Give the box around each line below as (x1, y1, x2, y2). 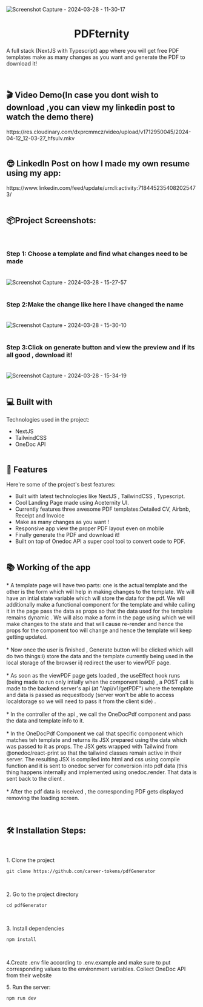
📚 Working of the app (6, 562, 91, 573)
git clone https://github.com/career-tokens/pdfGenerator (6, 868, 156, 874)
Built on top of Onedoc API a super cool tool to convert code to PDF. (15, 537, 186, 545)
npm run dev (6, 995, 36, 1001)
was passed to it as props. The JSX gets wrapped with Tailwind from (6, 743, 178, 750)
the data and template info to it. (6, 716, 85, 724)
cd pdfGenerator (6, 902, 47, 908)
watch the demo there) (6, 112, 94, 123)
